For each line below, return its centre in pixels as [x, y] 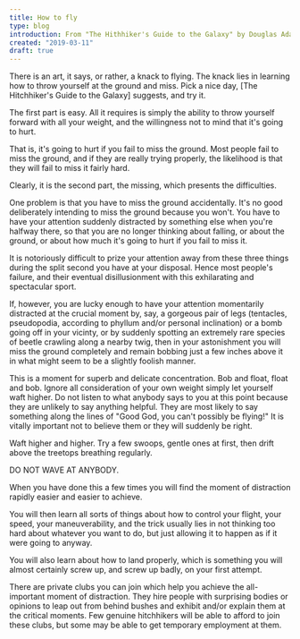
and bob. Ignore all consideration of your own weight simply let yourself [142, 388]
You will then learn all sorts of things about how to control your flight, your [146, 515]
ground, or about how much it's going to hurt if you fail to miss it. [129, 241]
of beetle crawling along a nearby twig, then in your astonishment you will [145, 342]
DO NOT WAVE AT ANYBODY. [64, 470]
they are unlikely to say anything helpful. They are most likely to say [134, 407]
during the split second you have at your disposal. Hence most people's [142, 268]
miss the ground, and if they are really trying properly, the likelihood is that [146, 158]
